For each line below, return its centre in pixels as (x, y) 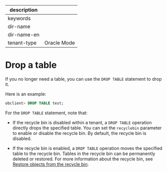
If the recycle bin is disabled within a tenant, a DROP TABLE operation (82, 122)
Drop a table (31, 65)
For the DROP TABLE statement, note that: (46, 113)
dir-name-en (24, 35)
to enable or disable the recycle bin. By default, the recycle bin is (79, 133)
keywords (19, 18)
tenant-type (22, 43)
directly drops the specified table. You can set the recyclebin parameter (87, 128)
